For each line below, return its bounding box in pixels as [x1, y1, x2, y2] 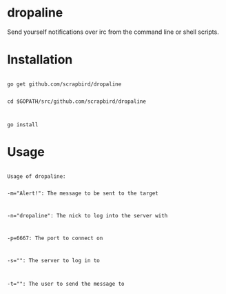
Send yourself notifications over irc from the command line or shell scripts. [7, 28, 219, 36]
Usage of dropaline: [7, 173, 67, 180]
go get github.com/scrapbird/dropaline [7, 81, 122, 88]
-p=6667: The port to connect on [7, 235, 103, 242]
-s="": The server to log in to [7, 257, 100, 264]
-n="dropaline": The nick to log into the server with [7, 213, 168, 219]
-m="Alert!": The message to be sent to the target [7, 190, 158, 197]
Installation [7, 52, 73, 68]
